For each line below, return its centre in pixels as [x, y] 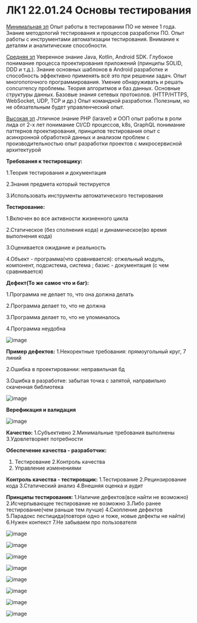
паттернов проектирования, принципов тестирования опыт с [83, 131]
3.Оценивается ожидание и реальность [56, 247]
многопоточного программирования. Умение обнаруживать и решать [95, 82]
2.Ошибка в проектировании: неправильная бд [65, 369]
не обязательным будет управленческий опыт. [65, 107]
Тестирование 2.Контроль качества [60, 461]
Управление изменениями [48, 468]
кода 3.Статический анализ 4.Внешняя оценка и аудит [75, 486]
